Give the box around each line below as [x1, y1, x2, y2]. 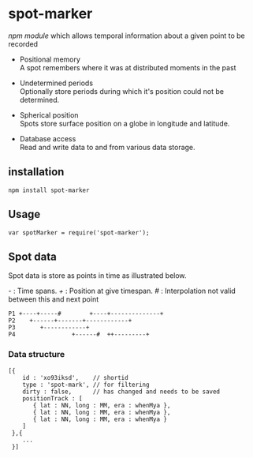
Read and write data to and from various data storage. [19, 142, 195, 152]
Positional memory [19, 54, 81, 64]
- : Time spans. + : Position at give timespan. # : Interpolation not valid [8, 286, 236, 296]
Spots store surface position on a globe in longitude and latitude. [19, 118, 230, 128]
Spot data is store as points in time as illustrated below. [8, 271, 187, 280]
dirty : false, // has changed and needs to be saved [22, 388, 221, 396]
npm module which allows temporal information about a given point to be [8, 31, 246, 40]
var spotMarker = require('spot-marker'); [8, 228, 150, 237]
